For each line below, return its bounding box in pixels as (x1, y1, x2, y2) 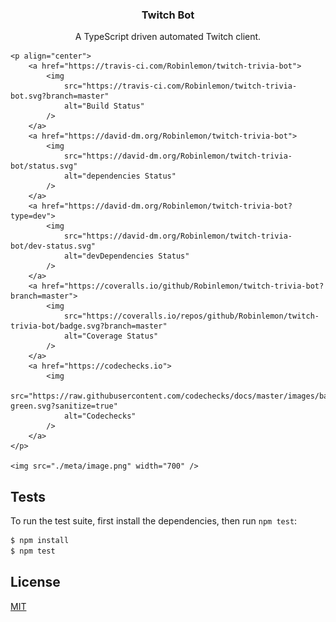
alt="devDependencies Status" (63, 251, 190, 262)
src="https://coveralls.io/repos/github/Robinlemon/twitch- (63, 311, 320, 322)
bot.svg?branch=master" (10, 91, 110, 102)
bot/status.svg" (10, 161, 78, 172)
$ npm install (10, 536, 70, 546)
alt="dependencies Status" (63, 171, 177, 182)
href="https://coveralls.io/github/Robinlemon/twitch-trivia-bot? (41, 281, 325, 292)
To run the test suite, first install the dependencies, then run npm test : (10, 515, 298, 527)
